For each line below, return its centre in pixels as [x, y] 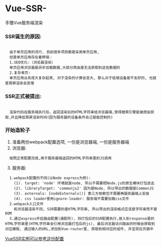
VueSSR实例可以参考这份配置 [35, 238]
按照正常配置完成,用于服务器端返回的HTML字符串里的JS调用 [61, 158]
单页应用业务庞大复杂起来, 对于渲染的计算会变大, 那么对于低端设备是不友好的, [78, 78]
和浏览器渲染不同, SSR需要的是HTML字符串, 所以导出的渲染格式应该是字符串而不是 [85, 209]
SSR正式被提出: [23, 97]
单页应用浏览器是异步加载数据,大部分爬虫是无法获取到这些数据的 [65, 68]
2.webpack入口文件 [27, 204]
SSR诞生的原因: [23, 36]
